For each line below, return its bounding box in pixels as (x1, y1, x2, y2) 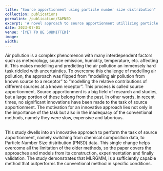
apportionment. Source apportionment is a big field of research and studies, (5, 88, 158, 94)
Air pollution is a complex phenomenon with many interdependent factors (5, 52, 153, 58)
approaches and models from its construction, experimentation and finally (5, 150, 154, 156)
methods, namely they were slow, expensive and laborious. (5, 114, 124, 120)
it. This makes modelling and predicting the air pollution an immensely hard (5, 63, 156, 68)
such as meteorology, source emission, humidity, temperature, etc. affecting (5, 57, 159, 64)
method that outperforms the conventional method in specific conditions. (5, 160, 152, 166)
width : (5, 39, 19, 44)
